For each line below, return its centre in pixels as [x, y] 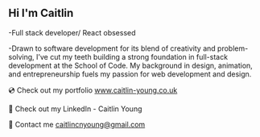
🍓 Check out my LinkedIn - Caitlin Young [75, 109]
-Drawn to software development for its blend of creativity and [112, 48]
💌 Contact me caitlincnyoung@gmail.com [77, 124]
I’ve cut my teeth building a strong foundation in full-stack [132, 56]
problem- [233, 48]
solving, [21, 56]
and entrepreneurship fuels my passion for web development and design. [130, 74]
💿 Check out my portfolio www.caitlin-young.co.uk [93, 90]
